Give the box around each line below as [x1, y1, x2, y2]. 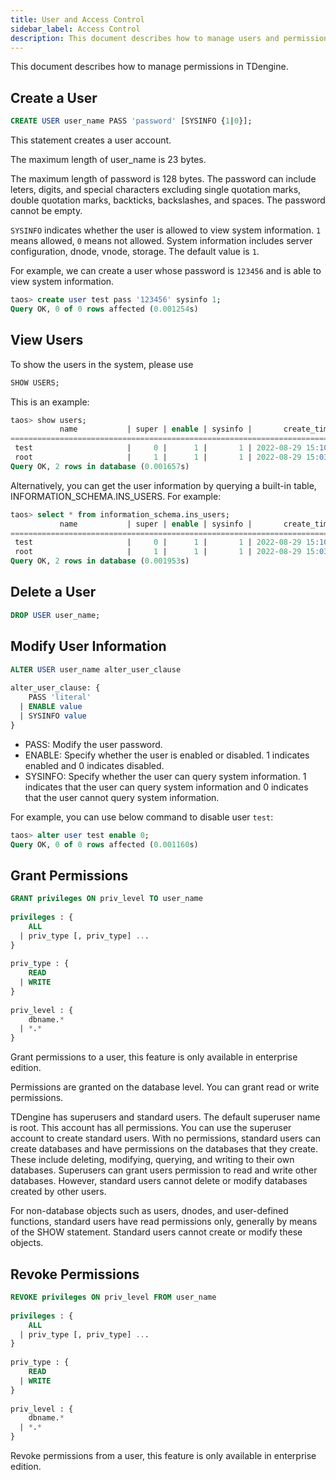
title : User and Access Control [10, 14, 145, 25]
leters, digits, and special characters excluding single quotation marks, [10, 184, 302, 196]
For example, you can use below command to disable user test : [10, 811, 274, 823]
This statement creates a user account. [10, 134, 172, 146]
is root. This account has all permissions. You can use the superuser [10, 1122, 292, 1134]
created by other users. [10, 1186, 107, 1198]
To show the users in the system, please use [10, 358, 194, 370]
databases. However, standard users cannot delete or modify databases [10, 1175, 308, 1187]
